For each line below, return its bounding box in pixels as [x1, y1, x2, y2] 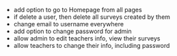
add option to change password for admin [13, 27, 132, 35]
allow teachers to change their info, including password [13, 42, 170, 49]
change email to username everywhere [13, 20, 124, 28]
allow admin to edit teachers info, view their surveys [13, 34, 161, 43]
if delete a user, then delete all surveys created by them [13, 13, 171, 21]
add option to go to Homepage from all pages [13, 6, 142, 13]
